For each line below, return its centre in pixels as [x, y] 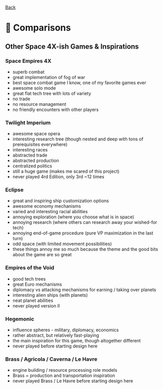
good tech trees [29, 279]
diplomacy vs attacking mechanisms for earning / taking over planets [84, 289]
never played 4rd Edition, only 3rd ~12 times [58, 177]
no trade [21, 99]
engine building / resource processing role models [65, 370]
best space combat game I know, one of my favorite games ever [79, 83]
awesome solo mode [34, 88]
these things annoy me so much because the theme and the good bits [85, 249]
